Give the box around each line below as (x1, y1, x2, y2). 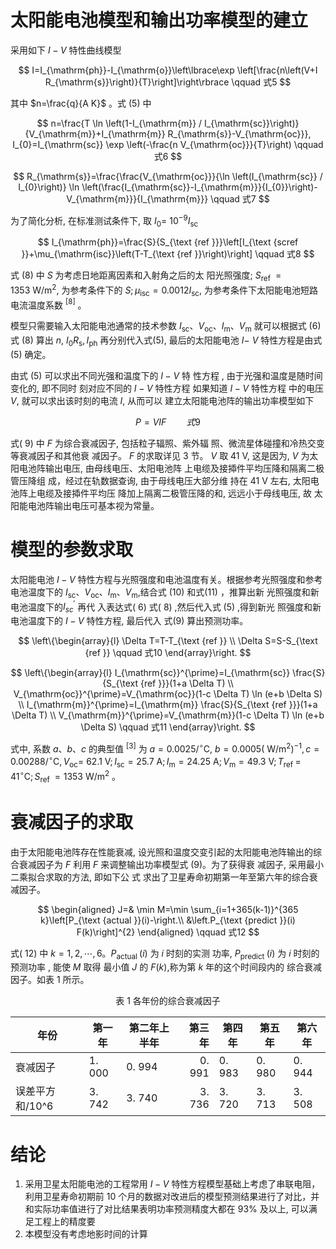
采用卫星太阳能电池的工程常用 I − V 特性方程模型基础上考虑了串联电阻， (24, 1178, 321, 1190)
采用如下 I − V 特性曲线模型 (10, 44, 122, 56)
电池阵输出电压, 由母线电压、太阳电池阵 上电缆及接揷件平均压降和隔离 (18, 462, 307, 474)
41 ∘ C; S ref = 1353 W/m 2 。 (10, 769, 122, 785)
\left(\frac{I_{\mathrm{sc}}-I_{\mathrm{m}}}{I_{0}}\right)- (81, 181, 318, 193)
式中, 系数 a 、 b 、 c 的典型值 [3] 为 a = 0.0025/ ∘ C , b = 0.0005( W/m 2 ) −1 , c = (10, 741, 320, 755)
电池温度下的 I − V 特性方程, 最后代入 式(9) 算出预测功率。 (10, 615, 249, 627)
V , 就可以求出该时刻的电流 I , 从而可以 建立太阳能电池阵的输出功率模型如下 (10, 394, 315, 406)
